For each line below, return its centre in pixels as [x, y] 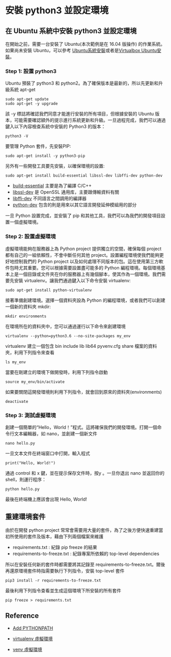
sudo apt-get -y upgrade [32, 104]
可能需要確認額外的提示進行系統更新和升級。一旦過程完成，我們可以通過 [90, 120]
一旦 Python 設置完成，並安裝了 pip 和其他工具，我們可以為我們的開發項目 [83, 216]
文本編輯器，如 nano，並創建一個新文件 [56, 433]
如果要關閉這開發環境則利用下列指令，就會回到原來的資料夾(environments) [83, 392]
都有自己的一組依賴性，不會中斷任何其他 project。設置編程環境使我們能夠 [82, 255]
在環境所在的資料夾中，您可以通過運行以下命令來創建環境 [65, 326]
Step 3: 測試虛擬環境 [31, 415]
